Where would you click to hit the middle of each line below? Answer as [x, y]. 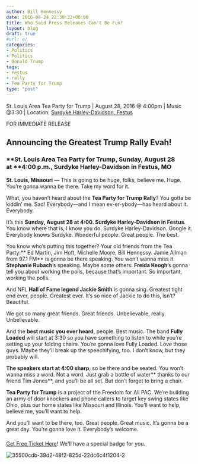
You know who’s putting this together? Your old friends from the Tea [89, 246]
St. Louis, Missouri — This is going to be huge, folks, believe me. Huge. [94, 180]
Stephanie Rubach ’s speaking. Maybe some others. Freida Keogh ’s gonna [97, 265]
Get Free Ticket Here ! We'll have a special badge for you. [76, 444]
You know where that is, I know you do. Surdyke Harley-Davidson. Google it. [99, 228]
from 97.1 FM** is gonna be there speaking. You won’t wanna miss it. [90, 259]
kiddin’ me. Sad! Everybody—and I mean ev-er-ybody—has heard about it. [97, 204]
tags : [13, 67]
